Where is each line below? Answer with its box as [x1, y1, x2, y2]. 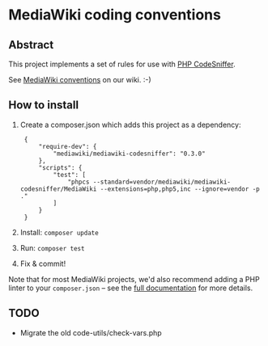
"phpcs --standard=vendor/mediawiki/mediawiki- [67, 178, 232, 186]
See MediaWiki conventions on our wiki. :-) [8, 75, 151, 84]
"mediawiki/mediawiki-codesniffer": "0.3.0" [53, 150, 206, 158]
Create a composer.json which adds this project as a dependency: [19, 120, 241, 129]
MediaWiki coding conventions [8, 6, 221, 24]
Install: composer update [19, 227, 99, 237]
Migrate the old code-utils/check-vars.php [19, 327, 162, 337]
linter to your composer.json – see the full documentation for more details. [8, 283, 253, 293]
